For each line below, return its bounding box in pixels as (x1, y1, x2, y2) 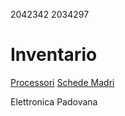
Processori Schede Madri (10, 76, 115, 88)
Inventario (10, 44, 98, 66)
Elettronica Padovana (10, 95, 98, 108)
